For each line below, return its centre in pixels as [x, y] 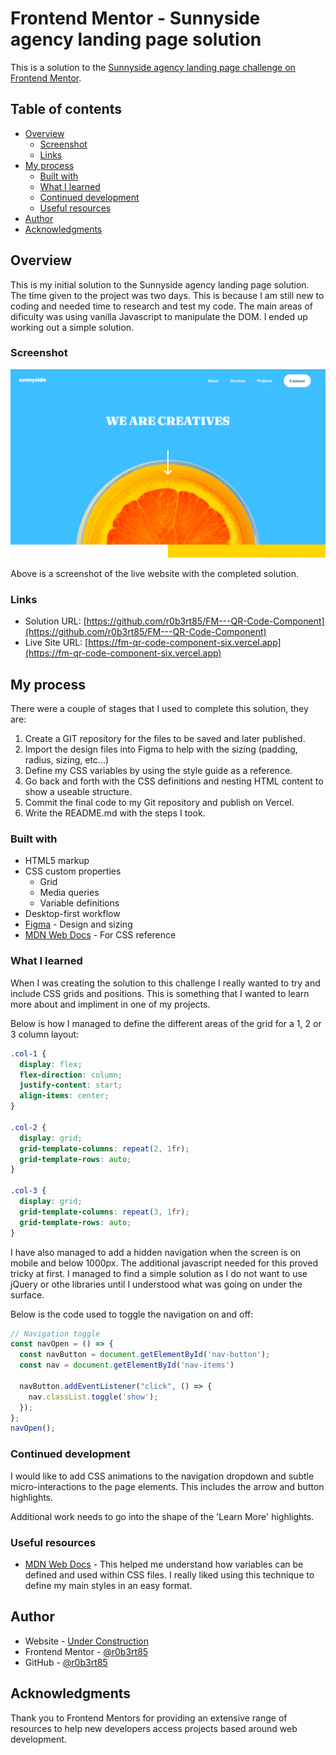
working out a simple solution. [72, 327]
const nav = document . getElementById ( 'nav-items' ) [127, 1365]
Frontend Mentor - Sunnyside [135, 18]
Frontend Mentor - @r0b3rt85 [86, 1651]
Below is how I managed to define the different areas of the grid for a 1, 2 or [166, 1023]
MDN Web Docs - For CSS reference [100, 935]
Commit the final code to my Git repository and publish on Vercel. [159, 803]
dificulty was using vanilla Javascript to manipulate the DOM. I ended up [159, 316]
